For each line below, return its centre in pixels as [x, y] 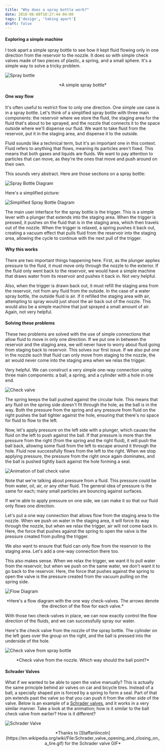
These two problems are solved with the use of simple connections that [78, 334]
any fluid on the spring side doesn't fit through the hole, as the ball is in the [81, 405]
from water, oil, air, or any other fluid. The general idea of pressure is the [79, 486]
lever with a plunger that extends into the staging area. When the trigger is [81, 217]
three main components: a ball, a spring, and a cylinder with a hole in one [79, 375]
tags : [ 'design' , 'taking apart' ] [41, 19]
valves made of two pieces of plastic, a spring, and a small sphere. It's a [78, 61]
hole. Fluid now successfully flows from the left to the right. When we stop [81, 451]
